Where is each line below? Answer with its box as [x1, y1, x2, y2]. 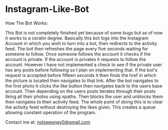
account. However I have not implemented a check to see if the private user [5, 61, 162, 67]
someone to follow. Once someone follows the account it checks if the [5, 51, 151, 57]
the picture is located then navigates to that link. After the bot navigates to [5, 77, 159, 83]
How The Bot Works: [5, 20, 48, 26]
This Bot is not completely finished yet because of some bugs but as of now [5, 29, 163, 35]
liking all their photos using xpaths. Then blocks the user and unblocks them [5, 93, 163, 99]
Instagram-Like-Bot [5, 3, 89, 15]
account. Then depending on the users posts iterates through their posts [5, 88, 156, 94]
